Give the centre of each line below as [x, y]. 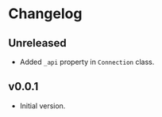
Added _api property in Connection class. [87, 62]
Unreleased [38, 43]
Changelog [45, 14]
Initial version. [42, 106]
